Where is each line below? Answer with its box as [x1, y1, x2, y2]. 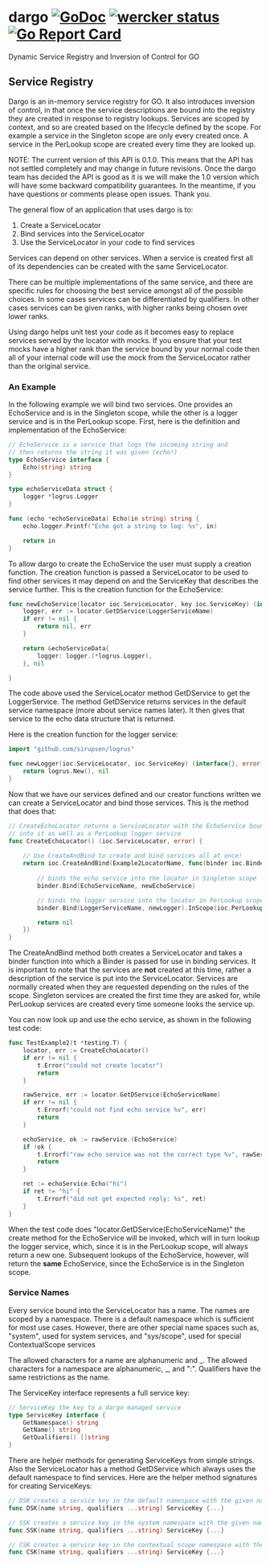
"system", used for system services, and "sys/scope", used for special [8, 1331, 242, 1340]
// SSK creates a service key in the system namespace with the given [8, 1518, 250, 1527]
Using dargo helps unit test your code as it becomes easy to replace [8, 327, 235, 336]
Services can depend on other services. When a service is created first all [8, 253, 253, 262]
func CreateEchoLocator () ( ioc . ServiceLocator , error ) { [8, 837, 203, 845]
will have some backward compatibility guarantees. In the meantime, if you [8, 180, 256, 190]
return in [22, 536, 56, 545]
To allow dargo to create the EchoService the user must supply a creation [8, 559, 252, 568]
